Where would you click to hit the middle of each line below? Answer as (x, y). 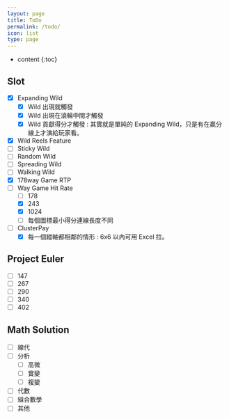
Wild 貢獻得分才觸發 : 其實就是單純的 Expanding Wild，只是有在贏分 (125, 124)
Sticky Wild (33, 149)
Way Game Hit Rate (45, 188)
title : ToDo (24, 20)
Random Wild (37, 157)
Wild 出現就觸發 (50, 106)
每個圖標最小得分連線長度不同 (70, 220)
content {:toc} (37, 59)
